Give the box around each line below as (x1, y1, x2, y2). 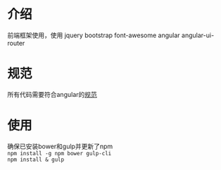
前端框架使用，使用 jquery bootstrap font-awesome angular (7, 31, 181, 39)
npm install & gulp (7, 156, 65, 163)
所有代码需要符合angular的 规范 (7, 90, 97, 98)
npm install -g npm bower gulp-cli (7, 150, 112, 157)
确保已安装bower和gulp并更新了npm (7, 142, 113, 150)
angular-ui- (182, 31, 215, 39)
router (7, 39, 25, 47)
